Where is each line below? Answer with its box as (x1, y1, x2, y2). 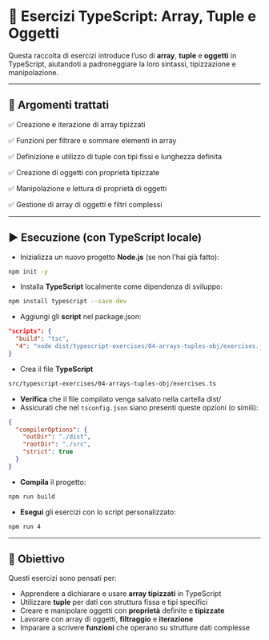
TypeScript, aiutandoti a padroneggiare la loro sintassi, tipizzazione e (8, 59, 236, 69)
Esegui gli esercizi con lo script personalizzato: (19, 507, 176, 517)
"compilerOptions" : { (15, 426, 88, 434)
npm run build (8, 492, 56, 501)
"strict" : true (22, 448, 74, 456)
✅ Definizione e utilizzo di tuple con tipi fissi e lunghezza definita (8, 151, 223, 161)
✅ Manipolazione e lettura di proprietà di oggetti (8, 183, 167, 193)
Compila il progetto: (19, 477, 86, 486)
